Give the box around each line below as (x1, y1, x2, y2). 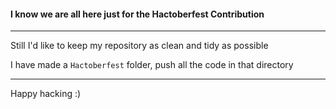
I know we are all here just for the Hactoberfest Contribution (10, 8, 265, 20)
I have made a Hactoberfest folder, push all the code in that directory (10, 59, 294, 71)
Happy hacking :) (10, 88, 82, 100)
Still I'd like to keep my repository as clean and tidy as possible (10, 40, 269, 52)
